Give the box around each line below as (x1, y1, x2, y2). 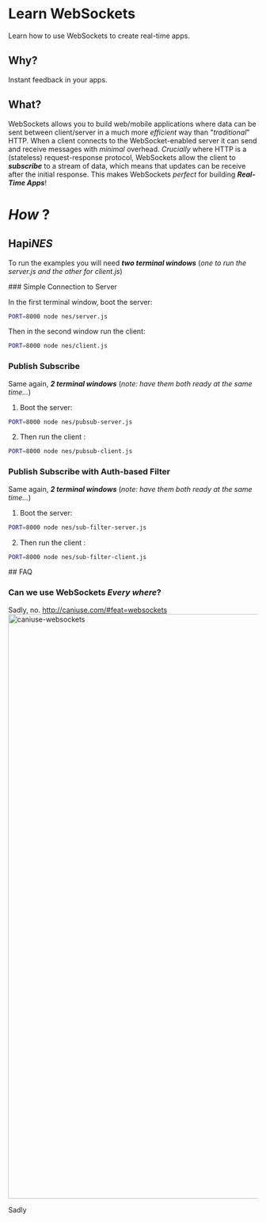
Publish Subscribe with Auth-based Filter (8, 466, 170, 478)
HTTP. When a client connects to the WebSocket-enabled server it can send (8, 135, 257, 145)
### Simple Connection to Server (8, 282, 117, 291)
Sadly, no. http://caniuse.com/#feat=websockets (8, 605, 168, 615)
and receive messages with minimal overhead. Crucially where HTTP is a (8, 144, 247, 154)
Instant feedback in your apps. (8, 74, 108, 84)
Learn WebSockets (8, 5, 136, 23)
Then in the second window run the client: (8, 326, 146, 337)
